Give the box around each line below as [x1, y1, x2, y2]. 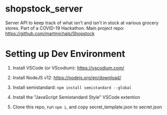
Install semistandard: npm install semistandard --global [12, 84, 132, 90]
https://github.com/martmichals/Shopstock [5, 30, 95, 36]
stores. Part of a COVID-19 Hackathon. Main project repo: [5, 25, 125, 31]
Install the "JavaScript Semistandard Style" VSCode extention [12, 94, 140, 100]
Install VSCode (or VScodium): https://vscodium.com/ [12, 65, 125, 71]
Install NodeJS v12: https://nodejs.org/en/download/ [12, 74, 122, 81]
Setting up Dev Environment [5, 48, 125, 60]
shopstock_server [5, 3, 83, 15]
